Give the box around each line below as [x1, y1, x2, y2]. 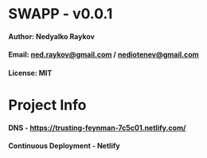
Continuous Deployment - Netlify [8, 141, 121, 151]
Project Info [8, 97, 87, 114]
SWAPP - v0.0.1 [8, 5, 113, 23]
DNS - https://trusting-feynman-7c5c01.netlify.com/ [8, 123, 186, 132]
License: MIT [8, 68, 53, 77]
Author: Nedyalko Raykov [8, 31, 96, 41]
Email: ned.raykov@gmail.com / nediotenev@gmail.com [8, 49, 199, 60]
